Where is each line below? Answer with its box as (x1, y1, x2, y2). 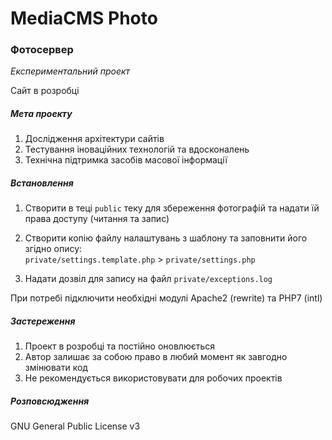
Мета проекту (10, 108, 73, 120)
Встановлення (10, 177, 74, 189)
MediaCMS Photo (10, 7, 158, 30)
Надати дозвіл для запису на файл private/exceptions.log (24, 273, 273, 285)
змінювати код (24, 362, 88, 374)
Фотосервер (10, 43, 74, 57)
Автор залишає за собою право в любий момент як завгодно (24, 351, 288, 363)
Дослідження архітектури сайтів (24, 133, 165, 145)
